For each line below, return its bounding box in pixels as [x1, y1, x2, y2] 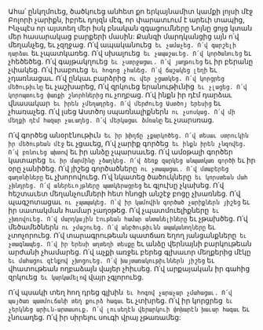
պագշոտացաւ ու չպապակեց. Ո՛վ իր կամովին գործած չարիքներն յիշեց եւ [8, 197, 250, 207]
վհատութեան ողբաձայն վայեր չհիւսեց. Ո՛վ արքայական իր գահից [8, 264, 250, 273]
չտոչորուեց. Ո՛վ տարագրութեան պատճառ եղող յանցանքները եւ [8, 231, 247, 240]
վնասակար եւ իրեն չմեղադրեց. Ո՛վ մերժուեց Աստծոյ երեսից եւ [8, 98, 221, 108]
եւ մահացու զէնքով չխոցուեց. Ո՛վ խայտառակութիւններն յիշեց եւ [8, 255, 214, 265]
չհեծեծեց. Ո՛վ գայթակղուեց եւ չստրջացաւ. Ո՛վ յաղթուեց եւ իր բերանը [8, 57, 254, 66]
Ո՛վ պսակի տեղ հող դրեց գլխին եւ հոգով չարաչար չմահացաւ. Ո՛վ [8, 288, 233, 297]
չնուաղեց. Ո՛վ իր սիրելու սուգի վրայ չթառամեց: [8, 313, 181, 321]
